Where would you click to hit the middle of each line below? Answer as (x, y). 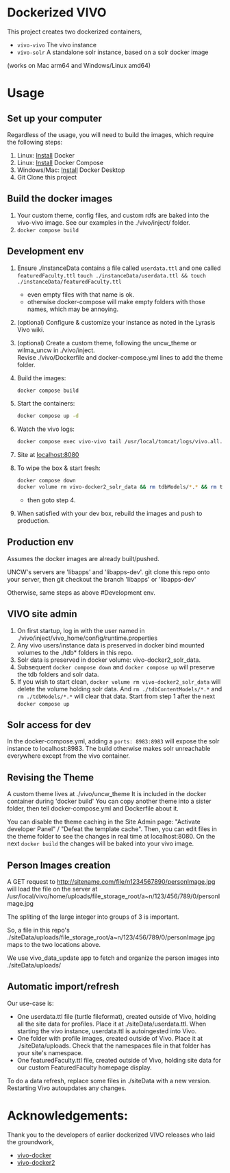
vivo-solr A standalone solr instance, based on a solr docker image (113, 52)
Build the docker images (60, 199)
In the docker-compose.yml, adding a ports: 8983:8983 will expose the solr (113, 741)
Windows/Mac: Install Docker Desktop (71, 170)
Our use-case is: (30, 1003)
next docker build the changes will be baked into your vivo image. (101, 843)
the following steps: (35, 142)
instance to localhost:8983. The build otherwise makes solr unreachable (109, 749)
